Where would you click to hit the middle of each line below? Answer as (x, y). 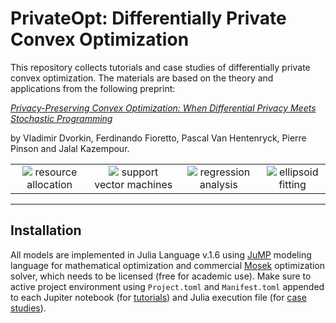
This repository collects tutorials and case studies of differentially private (160, 67)
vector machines (133, 184)
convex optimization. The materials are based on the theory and (142, 78)
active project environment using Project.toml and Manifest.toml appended (167, 286)
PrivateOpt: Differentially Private (148, 18)
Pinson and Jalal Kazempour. (70, 148)
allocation (49, 184)
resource (56, 172)
